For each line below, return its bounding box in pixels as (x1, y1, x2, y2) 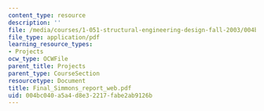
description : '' (8, 19, 61, 27)
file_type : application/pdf (8, 33, 101, 41)
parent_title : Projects (8, 63, 86, 70)
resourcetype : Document (8, 77, 86, 84)
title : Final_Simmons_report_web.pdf (8, 84, 132, 92)
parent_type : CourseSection (8, 70, 101, 77)
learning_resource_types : (8, 41, 93, 48)
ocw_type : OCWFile (8, 55, 68, 63)
